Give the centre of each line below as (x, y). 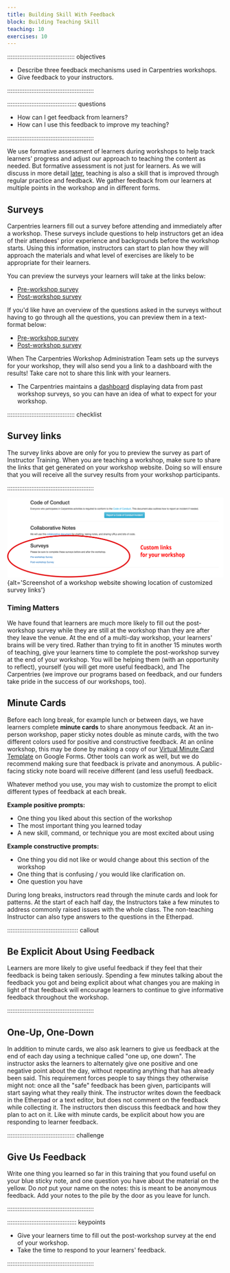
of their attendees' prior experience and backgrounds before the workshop (113, 241)
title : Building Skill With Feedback (61, 14)
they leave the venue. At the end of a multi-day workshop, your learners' (110, 637)
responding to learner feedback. (53, 1122)
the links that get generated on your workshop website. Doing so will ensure (115, 467)
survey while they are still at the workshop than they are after (123, 630)
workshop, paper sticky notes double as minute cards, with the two (124, 734)
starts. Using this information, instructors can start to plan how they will (108, 248)
